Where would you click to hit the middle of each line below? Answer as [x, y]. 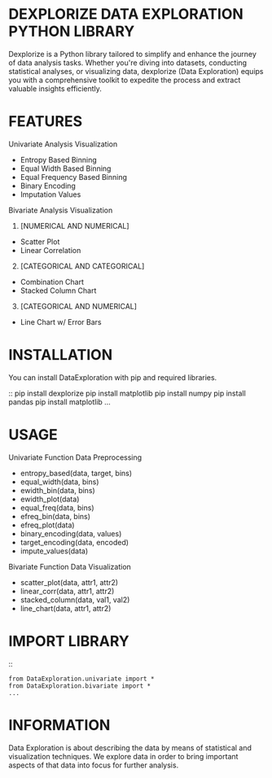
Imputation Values [50, 194]
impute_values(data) [54, 551]
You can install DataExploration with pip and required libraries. [113, 377]
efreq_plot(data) [47, 525]
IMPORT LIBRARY [69, 641]
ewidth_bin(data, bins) [57, 490]
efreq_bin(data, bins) [55, 516]
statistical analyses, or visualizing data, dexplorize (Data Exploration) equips [136, 71]
